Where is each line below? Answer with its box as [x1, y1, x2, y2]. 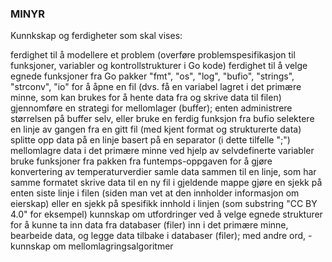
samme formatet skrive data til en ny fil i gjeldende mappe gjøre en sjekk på [10, 177, 323, 189]
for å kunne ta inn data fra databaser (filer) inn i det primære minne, [10, 219, 289, 231]
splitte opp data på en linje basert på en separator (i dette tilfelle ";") [10, 134, 291, 146]
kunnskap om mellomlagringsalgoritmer [10, 240, 174, 252]
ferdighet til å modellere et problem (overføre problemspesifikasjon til [10, 49, 296, 61]
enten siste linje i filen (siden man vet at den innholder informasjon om [10, 187, 300, 199]
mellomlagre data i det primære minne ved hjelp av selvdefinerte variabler [10, 145, 315, 157]
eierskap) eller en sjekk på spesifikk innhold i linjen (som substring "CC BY [10, 198, 318, 210]
